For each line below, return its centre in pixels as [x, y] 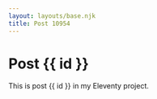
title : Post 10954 [39, 24]
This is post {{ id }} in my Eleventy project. [79, 86]
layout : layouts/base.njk [52, 16]
